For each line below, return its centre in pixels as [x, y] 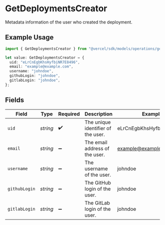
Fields [15, 100]
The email [96, 142]
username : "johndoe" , [32, 71]
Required [69, 114]
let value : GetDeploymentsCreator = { [45, 57]
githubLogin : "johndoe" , [35, 76]
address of [97, 148]
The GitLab [97, 202]
